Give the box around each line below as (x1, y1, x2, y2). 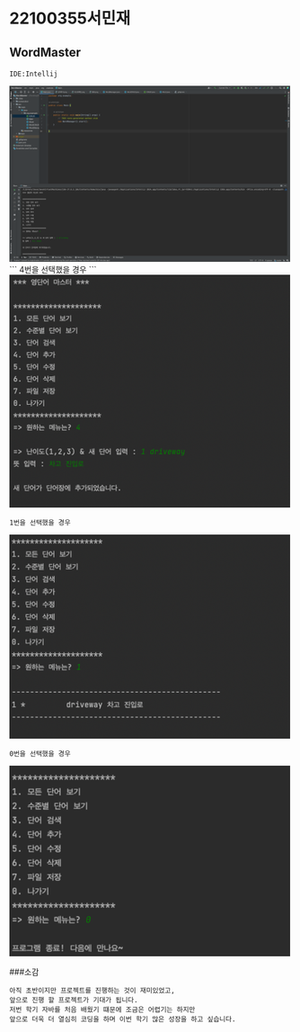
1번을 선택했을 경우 (9, 518, 71, 527)
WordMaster (9, 44, 81, 59)
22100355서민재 (9, 8, 131, 29)
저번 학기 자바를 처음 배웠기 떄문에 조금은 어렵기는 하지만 (9, 1005, 196, 1015)
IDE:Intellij (9, 69, 58, 78)
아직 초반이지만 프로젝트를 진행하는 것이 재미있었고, (9, 986, 175, 995)
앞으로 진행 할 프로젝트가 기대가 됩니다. (9, 996, 138, 1005)
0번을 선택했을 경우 (9, 749, 71, 758)
